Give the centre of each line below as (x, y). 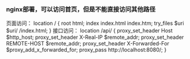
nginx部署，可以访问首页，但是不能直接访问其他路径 (81, 9)
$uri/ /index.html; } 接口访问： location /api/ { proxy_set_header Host (89, 31)
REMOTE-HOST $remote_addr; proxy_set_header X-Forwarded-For (88, 44)
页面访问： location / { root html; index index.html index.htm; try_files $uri (95, 23)
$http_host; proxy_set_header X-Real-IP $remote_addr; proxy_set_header (95, 37)
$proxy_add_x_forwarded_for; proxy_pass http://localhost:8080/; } (86, 50)
